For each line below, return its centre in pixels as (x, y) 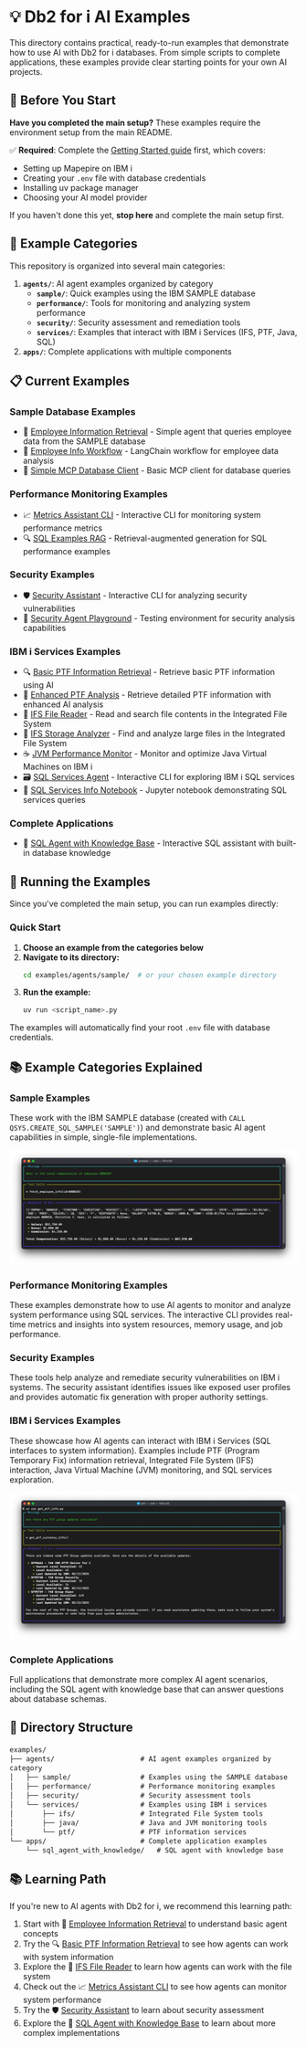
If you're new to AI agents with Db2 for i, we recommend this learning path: (151, 1905)
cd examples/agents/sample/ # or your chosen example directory (149, 975)
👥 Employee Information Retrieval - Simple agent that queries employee (157, 432)
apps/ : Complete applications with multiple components (127, 351)
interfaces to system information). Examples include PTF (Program (135, 1451)
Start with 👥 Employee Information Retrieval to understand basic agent (155, 1924)
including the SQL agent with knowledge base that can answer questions (147, 1689)
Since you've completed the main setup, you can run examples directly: (144, 904)
